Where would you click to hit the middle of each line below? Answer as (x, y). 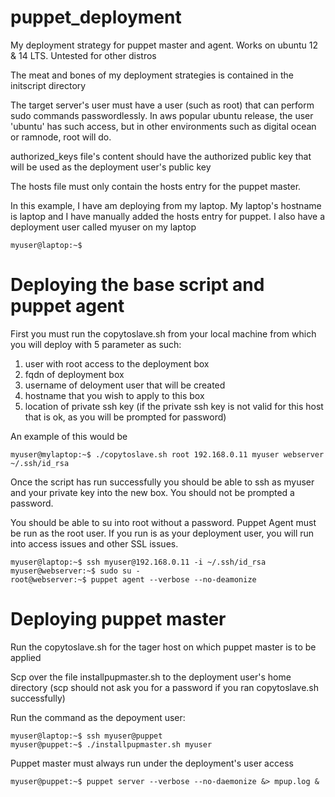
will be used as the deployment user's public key (111, 167)
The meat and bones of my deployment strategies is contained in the (152, 75)
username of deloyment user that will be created (125, 385)
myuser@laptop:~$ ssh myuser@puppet (86, 736)
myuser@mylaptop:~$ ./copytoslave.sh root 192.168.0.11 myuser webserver (167, 454)
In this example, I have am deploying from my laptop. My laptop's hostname (166, 205)
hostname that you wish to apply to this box (114, 395)
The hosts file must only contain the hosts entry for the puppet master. (156, 186)
